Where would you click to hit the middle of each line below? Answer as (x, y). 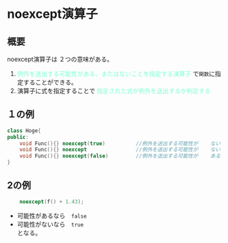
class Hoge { (24, 131)
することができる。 (50, 82)
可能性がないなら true (50, 224)
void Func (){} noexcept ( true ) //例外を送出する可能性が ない (120, 143)
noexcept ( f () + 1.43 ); (52, 202)
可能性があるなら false (52, 216)
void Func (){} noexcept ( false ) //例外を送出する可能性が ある (120, 156)
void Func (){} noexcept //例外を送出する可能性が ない (120, 150)
